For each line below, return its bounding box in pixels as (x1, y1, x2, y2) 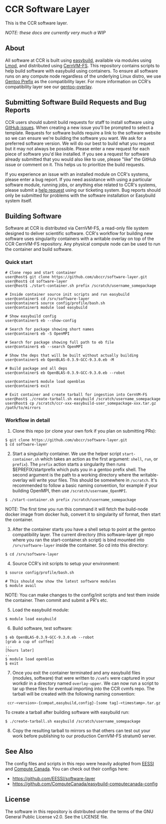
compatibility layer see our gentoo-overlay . (5, 84, 93, 90)
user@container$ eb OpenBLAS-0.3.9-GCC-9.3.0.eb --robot (5, 370, 125, 375)
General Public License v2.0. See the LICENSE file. (5, 814, 109, 820)
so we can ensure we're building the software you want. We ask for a (5, 135, 146, 141)
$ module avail (5, 583, 37, 588)
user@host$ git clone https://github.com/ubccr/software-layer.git (5, 274, 148, 279)
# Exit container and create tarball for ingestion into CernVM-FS (5, 392, 148, 397)
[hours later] (5, 648, 35, 653)
